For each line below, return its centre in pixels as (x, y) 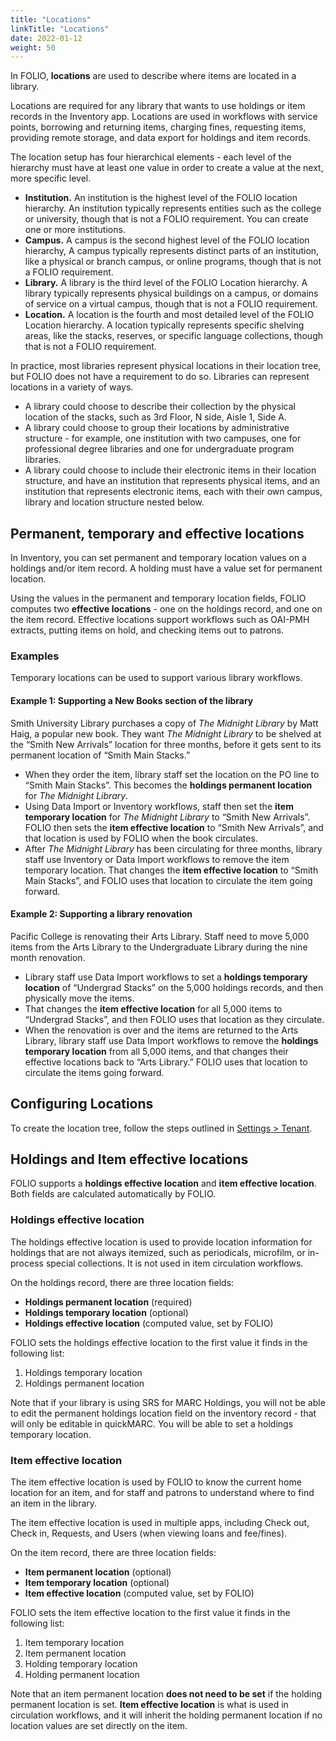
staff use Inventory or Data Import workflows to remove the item (157, 859)
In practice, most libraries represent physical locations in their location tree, (166, 366)
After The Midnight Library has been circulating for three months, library (173, 848)
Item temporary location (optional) (97, 1582)
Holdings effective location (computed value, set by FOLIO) (149, 1323)
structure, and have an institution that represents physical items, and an (172, 481)
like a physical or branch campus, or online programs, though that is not (173, 262)
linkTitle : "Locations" (60, 29)
